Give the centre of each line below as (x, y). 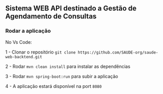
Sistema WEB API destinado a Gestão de (71, 8)
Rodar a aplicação (28, 31)
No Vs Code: (19, 42)
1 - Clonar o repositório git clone (40, 52)
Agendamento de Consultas (51, 17)
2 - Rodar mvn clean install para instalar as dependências (68, 66)
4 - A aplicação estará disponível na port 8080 (54, 86)
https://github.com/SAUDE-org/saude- (118, 52)
